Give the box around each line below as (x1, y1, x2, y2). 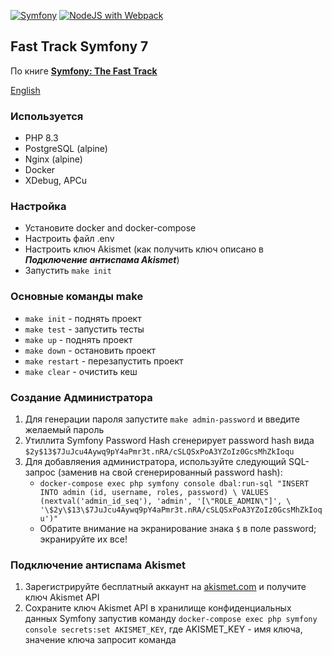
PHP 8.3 (24, 132, 59, 144)
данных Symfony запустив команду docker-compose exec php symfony (24, 613, 318, 625)
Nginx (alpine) (24, 153, 83, 165)
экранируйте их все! (39, 533, 128, 545)
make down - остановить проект (24, 344, 157, 356)
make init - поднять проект (24, 312, 142, 324)
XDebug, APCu (24, 175, 88, 187)
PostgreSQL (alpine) (24, 143, 108, 155)
